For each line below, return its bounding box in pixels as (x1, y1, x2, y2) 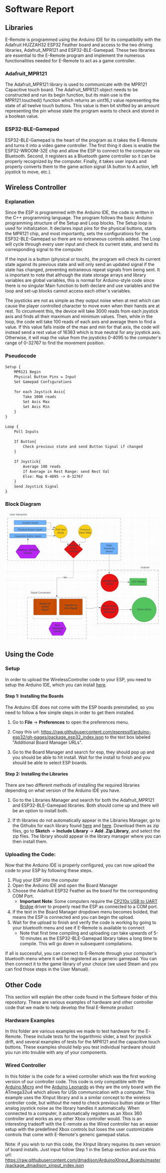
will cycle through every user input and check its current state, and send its (5, 241, 159, 247)
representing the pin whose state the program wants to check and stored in (5, 108, 160, 114)
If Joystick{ (14, 459, 41, 464)
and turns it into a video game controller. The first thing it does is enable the (5, 142, 160, 148)
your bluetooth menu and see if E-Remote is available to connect (12, 925, 145, 931)
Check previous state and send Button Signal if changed (23, 444, 143, 449)
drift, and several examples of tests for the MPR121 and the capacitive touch (5, 1039, 160, 1045)
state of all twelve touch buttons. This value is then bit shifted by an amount (5, 103, 160, 109)
